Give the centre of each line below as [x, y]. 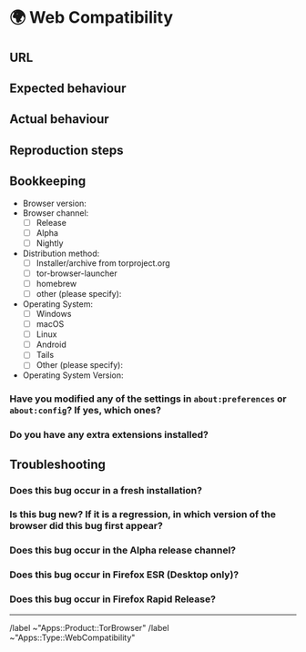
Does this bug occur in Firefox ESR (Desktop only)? [124, 575]
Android [51, 345]
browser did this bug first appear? [87, 526]
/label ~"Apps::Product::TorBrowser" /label [90, 627]
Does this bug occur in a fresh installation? [106, 490]
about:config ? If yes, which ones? [86, 411]
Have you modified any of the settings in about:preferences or [148, 399]
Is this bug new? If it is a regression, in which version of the [143, 514]
